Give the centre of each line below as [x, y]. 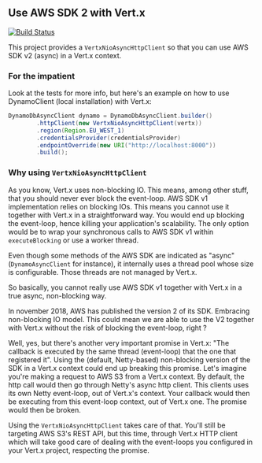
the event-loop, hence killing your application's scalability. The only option [129, 223]
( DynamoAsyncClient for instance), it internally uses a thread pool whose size [131, 264]
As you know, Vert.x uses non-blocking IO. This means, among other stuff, [129, 190]
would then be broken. [44, 409]
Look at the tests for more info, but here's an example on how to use [119, 93]
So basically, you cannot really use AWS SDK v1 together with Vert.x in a [125, 287]
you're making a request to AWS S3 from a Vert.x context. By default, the [127, 376]
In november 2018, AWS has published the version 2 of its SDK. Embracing [129, 311]
